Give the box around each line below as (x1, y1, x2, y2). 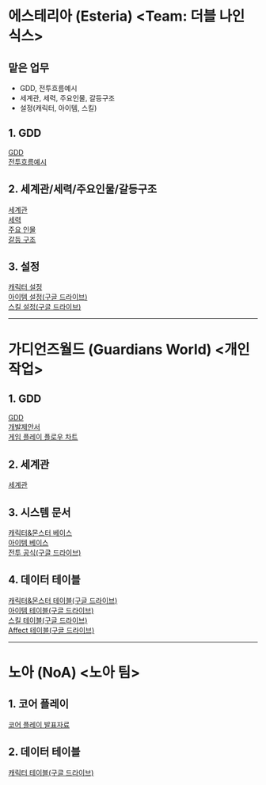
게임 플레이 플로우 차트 (8, 432, 78, 442)
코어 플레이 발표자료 (8, 719, 70, 729)
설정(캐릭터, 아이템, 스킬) (19, 104, 97, 112)
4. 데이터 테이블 (8, 573, 81, 586)
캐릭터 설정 (8, 283, 43, 292)
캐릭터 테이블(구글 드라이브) (8, 768, 94, 777)
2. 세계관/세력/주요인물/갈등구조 (8, 183, 158, 196)
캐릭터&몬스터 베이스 (8, 528, 73, 538)
